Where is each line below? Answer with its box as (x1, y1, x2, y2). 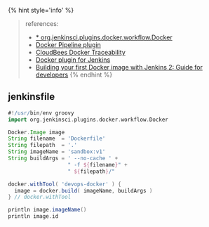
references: (25, 20, 59, 27)
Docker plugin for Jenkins (35, 56, 111, 64)
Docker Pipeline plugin (35, 41, 101, 48)
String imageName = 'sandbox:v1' (8, 148, 106, 155)
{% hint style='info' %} (8, 6, 74, 14)
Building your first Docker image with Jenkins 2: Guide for (35, 63, 203, 71)
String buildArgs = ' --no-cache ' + (8, 155, 119, 162)
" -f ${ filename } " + (67, 161, 128, 168)
